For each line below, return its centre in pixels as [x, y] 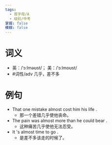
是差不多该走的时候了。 [43, 138]
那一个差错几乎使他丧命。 [45, 115]
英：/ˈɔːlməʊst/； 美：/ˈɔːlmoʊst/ [45, 68]
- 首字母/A [19, 14]
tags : [11, 10]
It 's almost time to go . [35, 132]
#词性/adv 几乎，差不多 [36, 74]
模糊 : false [16, 28]
